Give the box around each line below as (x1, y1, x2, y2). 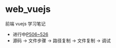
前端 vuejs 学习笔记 (5, 20, 46, 26)
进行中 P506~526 (12, 31, 49, 37)
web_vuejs (5, 3, 51, 15)
